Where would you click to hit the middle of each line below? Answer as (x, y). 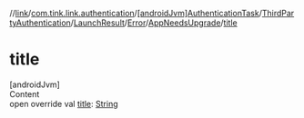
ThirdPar (278, 13)
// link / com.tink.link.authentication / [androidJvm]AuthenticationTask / (136, 13)
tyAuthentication (40, 23)
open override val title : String (64, 103)
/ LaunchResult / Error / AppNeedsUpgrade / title (154, 23)
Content (25, 93)
